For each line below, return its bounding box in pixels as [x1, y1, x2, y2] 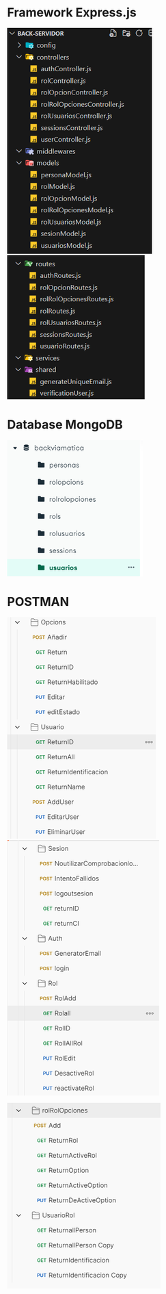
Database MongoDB [7, 417, 123, 433]
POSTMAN [7, 594, 70, 610]
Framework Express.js [7, 5, 137, 21]
